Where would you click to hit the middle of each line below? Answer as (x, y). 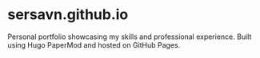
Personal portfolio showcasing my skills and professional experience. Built (130, 37)
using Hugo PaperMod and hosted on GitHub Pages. (94, 44)
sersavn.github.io (68, 15)
